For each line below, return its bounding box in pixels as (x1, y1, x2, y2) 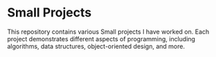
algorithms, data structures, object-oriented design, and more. (7, 42, 186, 50)
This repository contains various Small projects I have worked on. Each (7, 27, 210, 36)
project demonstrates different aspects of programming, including (7, 34, 196, 43)
